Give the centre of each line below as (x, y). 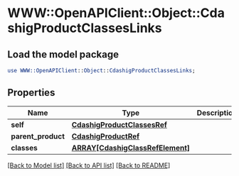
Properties (31, 93)
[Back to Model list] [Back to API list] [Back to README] (89, 165)
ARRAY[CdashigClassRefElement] (131, 148)
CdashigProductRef (106, 136)
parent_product (38, 136)
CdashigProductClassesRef (119, 124)
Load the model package (63, 54)
